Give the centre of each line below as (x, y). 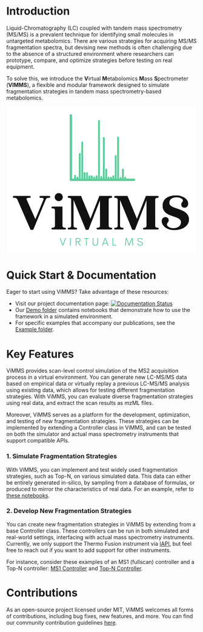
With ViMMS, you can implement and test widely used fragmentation (92, 469)
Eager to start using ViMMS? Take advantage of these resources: (88, 292)
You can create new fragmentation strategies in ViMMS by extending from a (101, 524)
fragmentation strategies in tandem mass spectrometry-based (84, 91)
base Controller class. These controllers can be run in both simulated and (98, 531)
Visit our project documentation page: (62, 304)
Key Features (40, 354)
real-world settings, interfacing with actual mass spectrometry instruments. (100, 537)
